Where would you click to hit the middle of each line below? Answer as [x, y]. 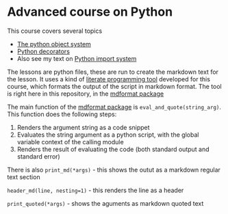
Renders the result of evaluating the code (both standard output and [113, 149]
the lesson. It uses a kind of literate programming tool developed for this [109, 79]
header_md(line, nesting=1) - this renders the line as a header [96, 190]
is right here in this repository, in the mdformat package [86, 94]
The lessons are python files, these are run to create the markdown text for [113, 72]
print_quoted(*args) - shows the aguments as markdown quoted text [105, 203]
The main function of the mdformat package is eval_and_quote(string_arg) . [114, 107]
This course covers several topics [55, 31]
